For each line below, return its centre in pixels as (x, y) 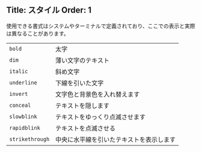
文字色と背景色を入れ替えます (97, 94)
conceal (20, 105)
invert (19, 94)
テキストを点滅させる (85, 128)
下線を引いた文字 (79, 83)
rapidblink (25, 128)
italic (19, 71)
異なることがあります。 (40, 33)
